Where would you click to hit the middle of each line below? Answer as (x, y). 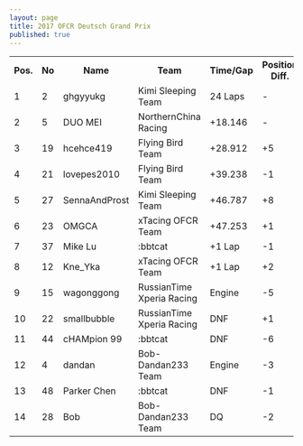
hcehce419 (87, 148)
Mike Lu (80, 246)
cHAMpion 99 (92, 339)
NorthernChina (170, 116)
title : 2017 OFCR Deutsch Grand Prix (80, 26)
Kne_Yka (82, 267)
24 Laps (227, 97)
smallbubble (89, 319)
